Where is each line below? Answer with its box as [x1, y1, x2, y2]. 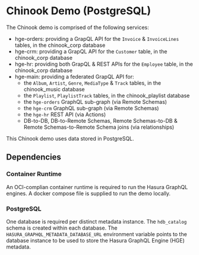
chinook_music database [23, 85, 85, 93]
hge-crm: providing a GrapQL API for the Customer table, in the [14, 47, 168, 55]
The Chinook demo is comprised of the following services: [6, 24, 150, 31]
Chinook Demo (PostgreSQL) [6, 4, 151, 18]
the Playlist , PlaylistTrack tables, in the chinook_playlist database [23, 92, 190, 99]
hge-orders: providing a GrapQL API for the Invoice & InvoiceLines [14, 35, 179, 42]
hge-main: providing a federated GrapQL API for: [14, 73, 134, 80]
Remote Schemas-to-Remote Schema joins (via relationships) [23, 123, 175, 130]
